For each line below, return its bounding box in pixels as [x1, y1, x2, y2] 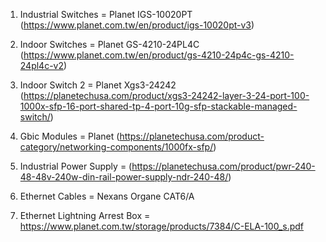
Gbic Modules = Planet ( [19, 130, 120, 142]
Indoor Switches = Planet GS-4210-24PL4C [19, 39, 200, 50]
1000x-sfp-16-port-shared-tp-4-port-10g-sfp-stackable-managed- [19, 100, 298, 112]
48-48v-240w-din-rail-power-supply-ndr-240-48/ [19, 171, 229, 183]
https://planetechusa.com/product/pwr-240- [131, 160, 316, 172]
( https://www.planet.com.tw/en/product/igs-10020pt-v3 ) [19, 19, 255, 31]
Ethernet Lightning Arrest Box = [19, 210, 151, 221]
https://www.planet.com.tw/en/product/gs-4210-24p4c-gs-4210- [23, 49, 295, 61]
